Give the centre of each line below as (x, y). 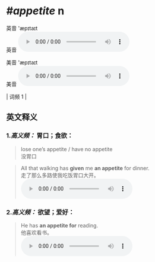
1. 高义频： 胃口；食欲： (39, 136)
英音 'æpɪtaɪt (22, 28)
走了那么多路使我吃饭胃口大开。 (60, 175)
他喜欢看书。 (36, 232)
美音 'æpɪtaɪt (22, 62)
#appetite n (35, 11)
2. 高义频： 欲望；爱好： (40, 212)
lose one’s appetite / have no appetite (67, 149)
